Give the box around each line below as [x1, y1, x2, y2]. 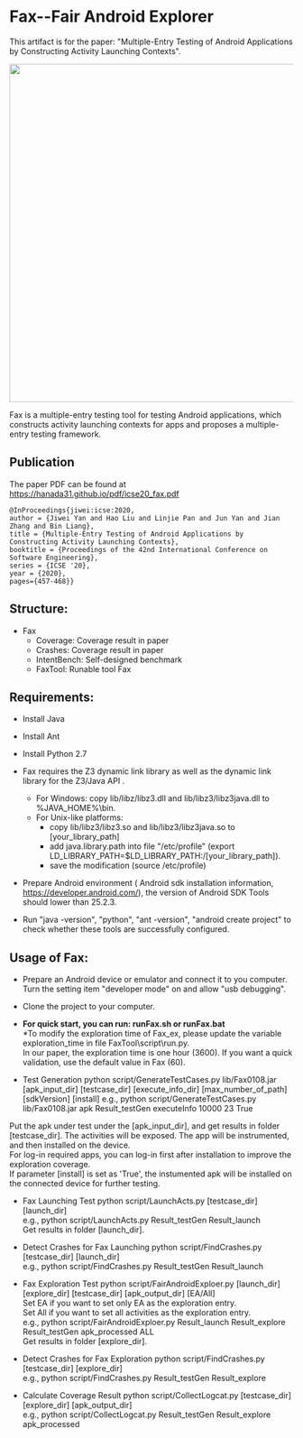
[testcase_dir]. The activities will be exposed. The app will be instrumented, [9, 1130, 290, 1141]
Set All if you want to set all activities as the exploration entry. [22, 1307, 252, 1318]
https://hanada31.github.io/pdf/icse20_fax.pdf [9, 488, 180, 499]
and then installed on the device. [9, 1139, 131, 1151]
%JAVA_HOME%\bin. [35, 803, 116, 814]
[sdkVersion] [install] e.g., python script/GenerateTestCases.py [22, 1093, 257, 1104]
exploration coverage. [9, 1159, 91, 1170]
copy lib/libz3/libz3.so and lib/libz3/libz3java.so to [49, 822, 236, 833]
